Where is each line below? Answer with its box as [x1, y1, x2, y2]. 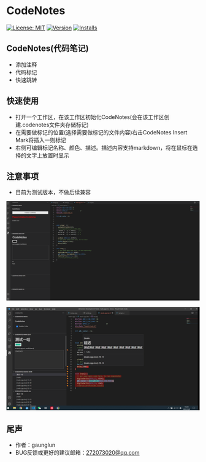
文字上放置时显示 [26, 152, 69, 159]
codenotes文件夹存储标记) [22, 121, 89, 128]
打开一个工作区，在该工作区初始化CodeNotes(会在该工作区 [15, 113, 164, 120]
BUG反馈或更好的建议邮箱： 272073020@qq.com [15, 449, 140, 456]
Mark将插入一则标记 [15, 136, 66, 144]
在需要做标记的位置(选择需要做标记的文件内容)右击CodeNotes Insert [15, 128, 188, 136]
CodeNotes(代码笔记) [6, 44, 89, 54]
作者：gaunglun [15, 441, 56, 449]
